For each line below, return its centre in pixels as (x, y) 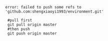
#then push (18, 29)
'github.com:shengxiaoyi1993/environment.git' (54, 11)
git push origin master (32, 33)
